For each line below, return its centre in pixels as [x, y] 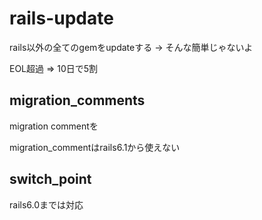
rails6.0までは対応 [46, 204]
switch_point [50, 179]
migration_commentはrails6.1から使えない [95, 147]
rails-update [61, 18]
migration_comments [77, 100]
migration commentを [54, 126]
